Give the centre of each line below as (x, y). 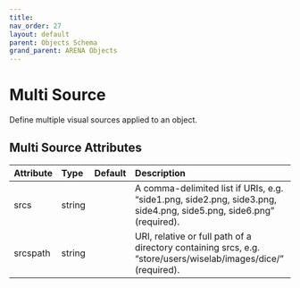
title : (21, 17)
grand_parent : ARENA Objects (63, 51)
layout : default (39, 34)
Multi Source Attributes (76, 148)
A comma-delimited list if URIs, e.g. (209, 188)
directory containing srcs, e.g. (198, 247)
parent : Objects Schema (54, 42)
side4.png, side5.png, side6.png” (205, 210)
